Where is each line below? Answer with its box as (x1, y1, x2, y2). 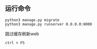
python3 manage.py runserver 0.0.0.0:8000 (5, 22, 92, 26)
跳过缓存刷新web (5, 31, 39, 37)
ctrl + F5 (5, 40, 25, 45)
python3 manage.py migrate (5, 17, 60, 23)
